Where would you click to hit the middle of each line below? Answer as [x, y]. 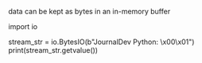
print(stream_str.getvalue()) [53, 50]
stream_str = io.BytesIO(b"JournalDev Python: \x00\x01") [101, 42]
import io [23, 26]
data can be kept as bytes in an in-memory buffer [89, 11]
